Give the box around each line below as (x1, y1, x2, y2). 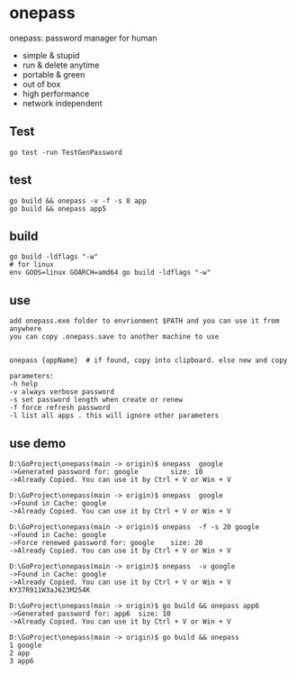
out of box (22, 78, 61, 89)
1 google (9, 641, 42, 650)
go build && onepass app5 (9, 204, 106, 214)
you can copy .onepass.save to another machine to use (9, 332, 220, 342)
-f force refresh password (9, 404, 111, 413)
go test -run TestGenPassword (9, 148, 123, 157)
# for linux (9, 260, 54, 269)
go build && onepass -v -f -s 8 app (9, 196, 147, 205)
